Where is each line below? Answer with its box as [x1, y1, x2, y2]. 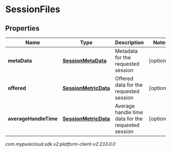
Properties [5, 24, 40, 33]
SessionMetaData [63, 57, 107, 64]
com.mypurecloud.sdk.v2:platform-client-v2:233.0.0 [5, 141, 116, 147]
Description [115, 39, 144, 46]
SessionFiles [5, 4, 61, 15]
